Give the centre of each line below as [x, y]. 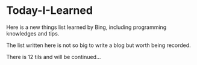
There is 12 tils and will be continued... [54, 57]
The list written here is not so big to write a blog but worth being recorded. [98, 45]
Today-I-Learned [50, 11]
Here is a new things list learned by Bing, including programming [86, 27]
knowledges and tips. [33, 33]
